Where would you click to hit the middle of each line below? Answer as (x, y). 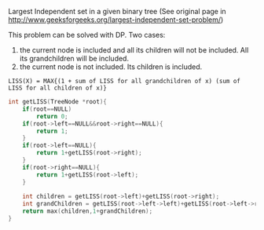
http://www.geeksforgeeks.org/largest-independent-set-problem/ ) (116, 20)
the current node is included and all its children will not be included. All (134, 50)
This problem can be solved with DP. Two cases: (87, 35)
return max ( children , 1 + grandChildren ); (88, 211)
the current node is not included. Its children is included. (111, 67)
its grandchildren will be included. (74, 58)
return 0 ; (52, 116)
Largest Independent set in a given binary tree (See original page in (117, 11)
